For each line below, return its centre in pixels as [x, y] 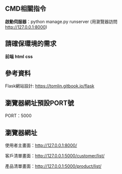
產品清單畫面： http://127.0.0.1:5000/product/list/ [53, 166]
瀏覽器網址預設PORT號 [40, 103]
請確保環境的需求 [31, 44]
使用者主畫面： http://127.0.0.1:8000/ [41, 146]
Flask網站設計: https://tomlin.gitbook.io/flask [50, 86]
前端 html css [19, 56]
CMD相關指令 [26, 9]
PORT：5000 [18, 116]
